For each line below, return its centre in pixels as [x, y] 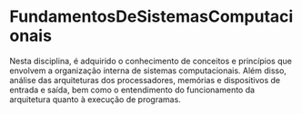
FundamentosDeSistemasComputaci [151, 17]
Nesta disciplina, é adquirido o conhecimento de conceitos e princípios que [151, 61]
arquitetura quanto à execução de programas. [96, 99]
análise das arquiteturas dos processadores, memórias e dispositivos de [145, 80]
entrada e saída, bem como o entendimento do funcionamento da [132, 90]
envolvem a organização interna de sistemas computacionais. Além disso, [148, 71]
